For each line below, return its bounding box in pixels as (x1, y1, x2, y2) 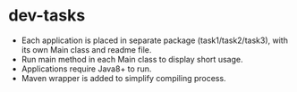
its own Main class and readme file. (21, 44, 152, 54)
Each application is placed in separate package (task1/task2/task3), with (21, 35, 288, 46)
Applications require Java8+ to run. (21, 63, 152, 74)
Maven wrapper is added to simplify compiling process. (21, 72, 226, 83)
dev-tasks (8, 5, 86, 26)
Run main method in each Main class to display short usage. (21, 54, 243, 64)
